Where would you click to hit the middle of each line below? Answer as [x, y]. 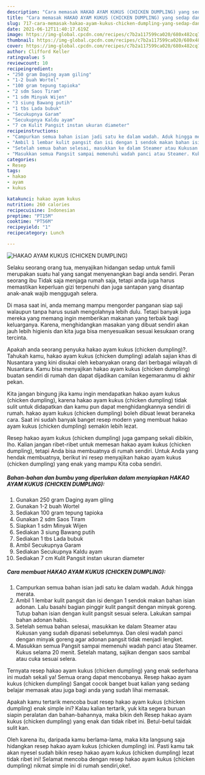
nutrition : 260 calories [38, 204]
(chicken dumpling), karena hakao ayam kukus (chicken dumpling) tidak [97, 400]
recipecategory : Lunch [36, 233]
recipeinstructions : [33, 131]
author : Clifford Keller [38, 52]
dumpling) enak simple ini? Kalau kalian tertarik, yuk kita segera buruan [96, 708]
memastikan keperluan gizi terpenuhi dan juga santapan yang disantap [96, 287]
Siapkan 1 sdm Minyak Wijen [51, 525]
